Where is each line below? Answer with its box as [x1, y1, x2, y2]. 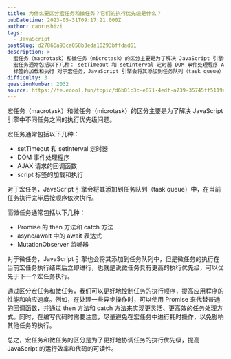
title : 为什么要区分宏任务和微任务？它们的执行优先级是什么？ [7, 10, 162, 17]
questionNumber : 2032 [7, 81, 69, 88]
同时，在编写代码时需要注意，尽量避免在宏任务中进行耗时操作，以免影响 [19, 313, 224, 321]
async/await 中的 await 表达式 [16, 232, 102, 240]
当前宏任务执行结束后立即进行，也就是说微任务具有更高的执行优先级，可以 [7, 263, 218, 272]
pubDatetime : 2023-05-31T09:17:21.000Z [7, 17, 122, 23]
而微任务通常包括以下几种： [7, 208, 86, 217]
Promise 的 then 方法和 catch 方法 [16, 223, 114, 232]
